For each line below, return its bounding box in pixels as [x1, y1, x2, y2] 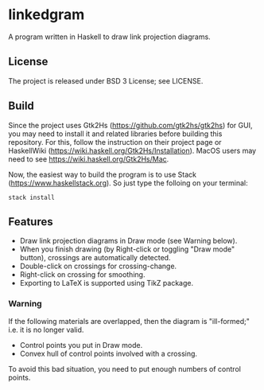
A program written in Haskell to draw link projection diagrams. [8, 32, 211, 41]
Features [8, 215, 53, 228]
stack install [8, 193, 56, 201]
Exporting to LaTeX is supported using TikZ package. [19, 279, 193, 288]
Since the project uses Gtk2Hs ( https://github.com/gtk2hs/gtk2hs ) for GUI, [8, 120, 253, 130]
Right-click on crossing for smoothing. [19, 270, 146, 279]
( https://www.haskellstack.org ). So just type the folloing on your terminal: [8, 177, 248, 188]
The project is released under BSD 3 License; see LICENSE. [8, 76, 204, 85]
